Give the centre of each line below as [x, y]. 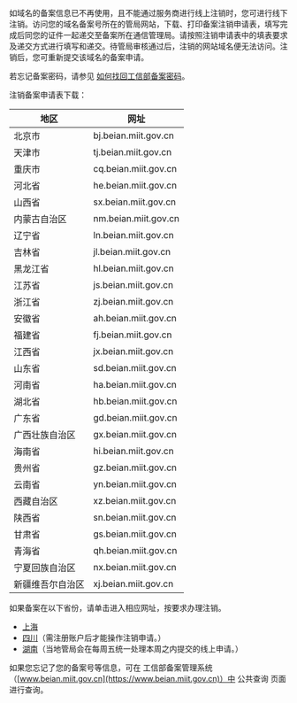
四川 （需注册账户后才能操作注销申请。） [94, 637]
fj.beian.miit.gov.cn [133, 335]
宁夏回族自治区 [45, 568]
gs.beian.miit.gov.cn [135, 534]
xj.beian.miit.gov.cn [133, 584]
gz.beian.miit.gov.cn [135, 467]
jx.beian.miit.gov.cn [133, 351]
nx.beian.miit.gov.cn [135, 567]
